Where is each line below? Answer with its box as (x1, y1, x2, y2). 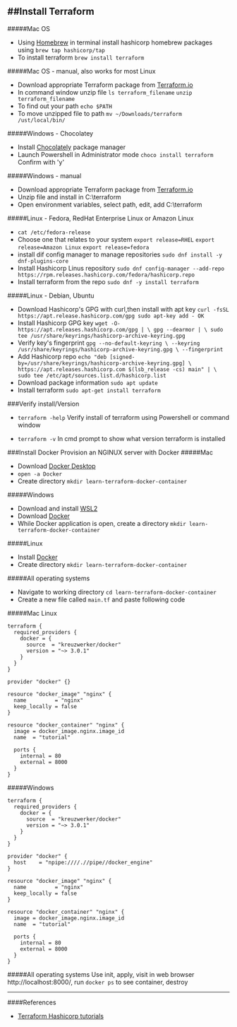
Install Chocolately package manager (17, 143, 126, 151)
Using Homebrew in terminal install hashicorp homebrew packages (17, 38, 213, 47)
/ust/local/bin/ (17, 117, 66, 124)
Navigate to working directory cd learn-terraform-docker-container (17, 587, 217, 596)
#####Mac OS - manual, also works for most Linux (7, 66, 157, 75)
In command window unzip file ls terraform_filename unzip (17, 88, 193, 96)
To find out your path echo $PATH (17, 102, 113, 110)
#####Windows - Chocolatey (7, 129, 94, 137)
